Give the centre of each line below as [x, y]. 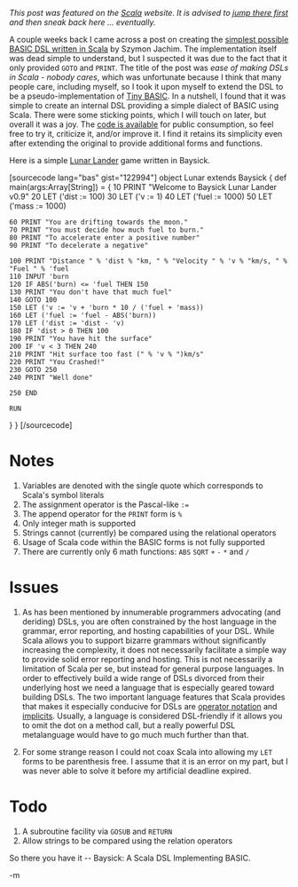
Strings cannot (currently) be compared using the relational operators [149, 533]
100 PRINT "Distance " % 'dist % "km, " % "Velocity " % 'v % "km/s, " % [149, 261]
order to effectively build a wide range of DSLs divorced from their [143, 677]
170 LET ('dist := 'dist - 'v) [67, 323]
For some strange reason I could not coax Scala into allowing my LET [147, 752]
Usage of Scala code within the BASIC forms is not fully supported [144, 542]
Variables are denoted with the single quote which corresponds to [142, 485]
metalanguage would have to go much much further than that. [135, 734]
